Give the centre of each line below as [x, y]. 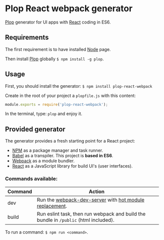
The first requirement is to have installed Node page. [58, 49]
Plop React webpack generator [69, 9]
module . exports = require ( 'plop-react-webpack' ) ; [57, 104]
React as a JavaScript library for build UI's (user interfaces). [72, 166]
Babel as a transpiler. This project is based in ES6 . [63, 156]
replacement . [52, 206]
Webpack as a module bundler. [43, 161]
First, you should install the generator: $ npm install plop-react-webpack [79, 86]
